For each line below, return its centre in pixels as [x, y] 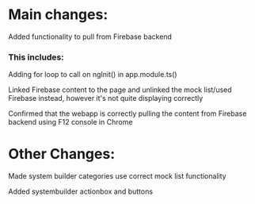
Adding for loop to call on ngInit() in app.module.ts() [93, 75]
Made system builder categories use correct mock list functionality [118, 176]
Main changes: [58, 15]
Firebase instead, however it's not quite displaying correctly [106, 98]
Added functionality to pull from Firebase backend [90, 37]
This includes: [36, 57]
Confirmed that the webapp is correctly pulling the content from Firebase [127, 114]
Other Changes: [62, 154]
